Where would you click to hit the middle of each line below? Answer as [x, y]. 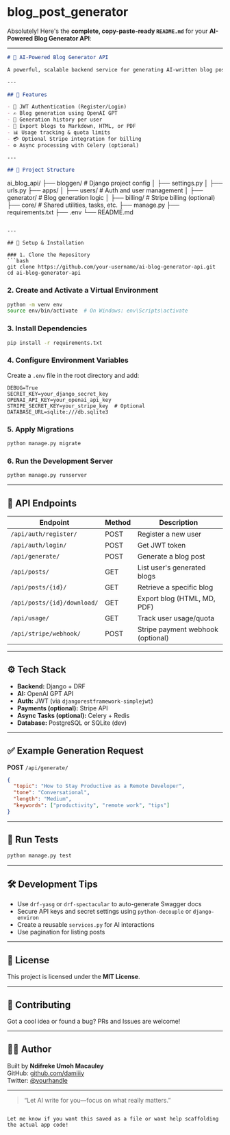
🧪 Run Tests [33, 840]
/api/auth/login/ [39, 545]
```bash [18, 261]
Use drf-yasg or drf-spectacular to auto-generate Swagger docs [109, 904]
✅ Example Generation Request [75, 751]
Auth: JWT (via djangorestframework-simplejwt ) [85, 701]
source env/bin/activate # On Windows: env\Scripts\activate [98, 311]
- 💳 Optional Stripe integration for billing [74, 139]
